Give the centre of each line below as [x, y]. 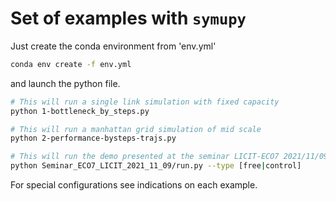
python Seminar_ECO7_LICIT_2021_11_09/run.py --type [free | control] [156, 166]
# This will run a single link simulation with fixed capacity [145, 102]
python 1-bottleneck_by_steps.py [80, 111]
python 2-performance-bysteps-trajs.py [93, 138]
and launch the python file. [65, 83]
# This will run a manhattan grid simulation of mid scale [136, 129]
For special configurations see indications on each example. [134, 185]
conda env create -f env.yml [71, 64]
